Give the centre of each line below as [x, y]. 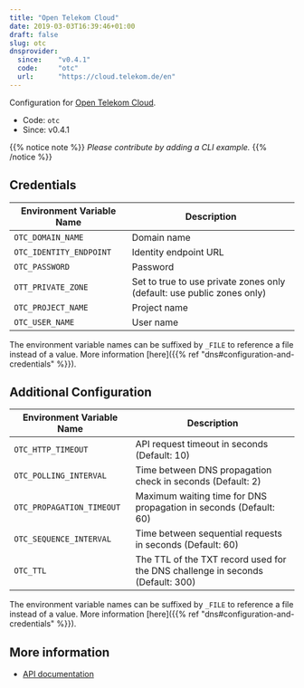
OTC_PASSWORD [42, 267]
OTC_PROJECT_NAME [51, 307]
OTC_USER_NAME [44, 322]
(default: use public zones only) [199, 292]
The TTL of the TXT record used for [211, 559]
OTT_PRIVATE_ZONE [51, 287]
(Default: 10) [162, 455]
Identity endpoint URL [178, 252]
